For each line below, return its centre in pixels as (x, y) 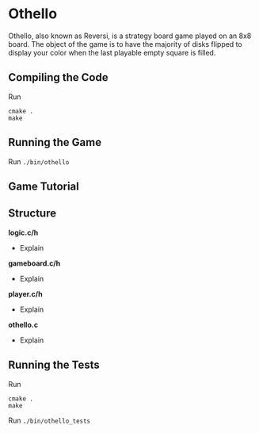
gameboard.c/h (34, 263)
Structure (32, 214)
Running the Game (55, 142)
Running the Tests (54, 365)
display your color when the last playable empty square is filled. (112, 52)
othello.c (23, 324)
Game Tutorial (44, 186)
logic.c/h (23, 232)
